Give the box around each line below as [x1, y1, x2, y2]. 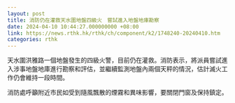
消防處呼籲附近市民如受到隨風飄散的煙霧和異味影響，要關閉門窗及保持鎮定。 [7, 88, 228, 97]
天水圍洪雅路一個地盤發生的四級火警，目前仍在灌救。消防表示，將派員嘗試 [7, 56, 222, 65]
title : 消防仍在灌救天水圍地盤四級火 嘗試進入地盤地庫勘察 [7, 17, 159, 24]
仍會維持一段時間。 [13, 74, 69, 82]
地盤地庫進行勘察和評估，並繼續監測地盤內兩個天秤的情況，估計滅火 [25, 65, 222, 73]
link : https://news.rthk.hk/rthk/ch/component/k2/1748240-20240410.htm [7, 29, 220, 37]
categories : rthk [7, 36, 58, 43]
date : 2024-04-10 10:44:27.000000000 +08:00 [7, 23, 139, 30]
